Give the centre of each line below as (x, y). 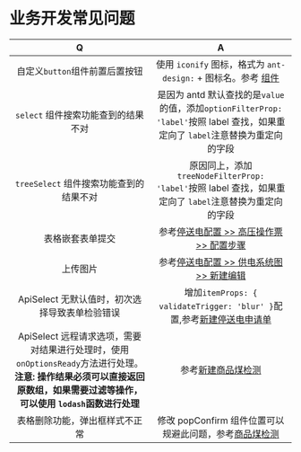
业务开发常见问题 (73, 18)
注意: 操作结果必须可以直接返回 (80, 377)
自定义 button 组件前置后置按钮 (80, 71)
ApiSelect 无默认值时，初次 (75, 299)
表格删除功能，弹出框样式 (71, 421)
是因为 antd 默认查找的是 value (221, 94)
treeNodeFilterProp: (221, 176)
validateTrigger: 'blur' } (216, 306)
